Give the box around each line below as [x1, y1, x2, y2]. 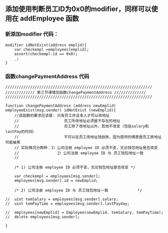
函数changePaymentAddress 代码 [5, 73, 89, 80]
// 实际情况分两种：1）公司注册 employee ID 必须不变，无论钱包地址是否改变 [14, 145, 158, 150]
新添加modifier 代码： [5, 31, 59, 38]
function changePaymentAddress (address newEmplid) [5, 103, 116, 108]
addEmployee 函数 [20, 14, 79, 23]
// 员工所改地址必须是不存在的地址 [14, 118, 121, 123]
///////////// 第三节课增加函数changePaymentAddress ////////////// [5, 90, 146, 95]
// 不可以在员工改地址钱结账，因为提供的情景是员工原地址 [14, 134, 162, 139]
